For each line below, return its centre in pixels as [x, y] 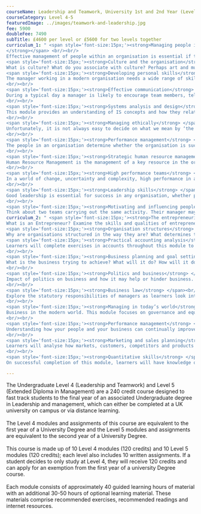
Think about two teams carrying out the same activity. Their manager [96, 212]
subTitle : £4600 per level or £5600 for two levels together [84, 40]
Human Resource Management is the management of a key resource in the [97, 162]
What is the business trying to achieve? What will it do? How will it [97, 262]
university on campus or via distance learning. [63, 410]
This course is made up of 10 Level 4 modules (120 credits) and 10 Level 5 [97, 448]
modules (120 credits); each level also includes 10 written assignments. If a [98, 455]
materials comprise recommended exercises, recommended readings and [97, 499]
